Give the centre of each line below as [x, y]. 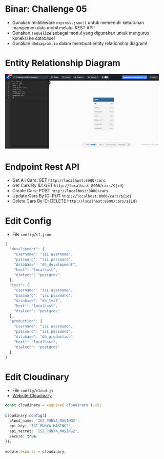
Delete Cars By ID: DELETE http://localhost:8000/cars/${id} [75, 201]
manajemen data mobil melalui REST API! [53, 27]
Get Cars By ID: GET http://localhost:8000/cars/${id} [68, 186]
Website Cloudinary [32, 396]
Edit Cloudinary [37, 377]
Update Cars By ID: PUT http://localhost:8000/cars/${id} [72, 196]
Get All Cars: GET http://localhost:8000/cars [59, 180]
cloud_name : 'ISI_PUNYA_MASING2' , [44, 421]
